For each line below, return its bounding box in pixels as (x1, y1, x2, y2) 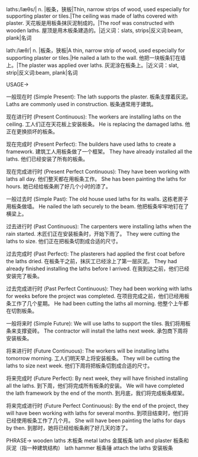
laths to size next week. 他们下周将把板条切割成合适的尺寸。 (6, 362, 153, 369)
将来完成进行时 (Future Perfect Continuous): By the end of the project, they (6, 402, 189, 409)
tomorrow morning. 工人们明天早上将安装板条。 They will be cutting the (6, 355, 180, 362)
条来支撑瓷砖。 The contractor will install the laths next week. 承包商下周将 (6, 327, 188, 334)
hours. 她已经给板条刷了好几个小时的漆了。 (6, 183, 111, 190)
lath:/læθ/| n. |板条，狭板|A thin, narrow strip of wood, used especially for (6, 47, 185, 54)
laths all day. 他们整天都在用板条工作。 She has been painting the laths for (6, 175, 187, 183)
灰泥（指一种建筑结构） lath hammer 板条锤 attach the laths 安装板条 (6, 445, 173, 451)
